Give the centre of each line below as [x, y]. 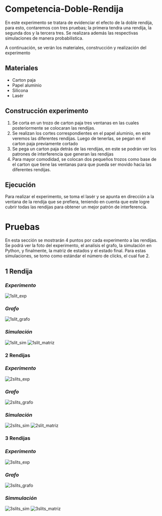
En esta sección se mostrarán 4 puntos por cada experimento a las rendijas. [81, 240]
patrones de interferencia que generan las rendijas [63, 154]
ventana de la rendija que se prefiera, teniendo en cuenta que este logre [77, 202]
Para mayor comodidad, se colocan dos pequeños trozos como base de [84, 159]
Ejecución [20, 185]
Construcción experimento [47, 111]
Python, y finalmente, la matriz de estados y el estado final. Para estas [75, 251]
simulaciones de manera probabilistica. [44, 38]
